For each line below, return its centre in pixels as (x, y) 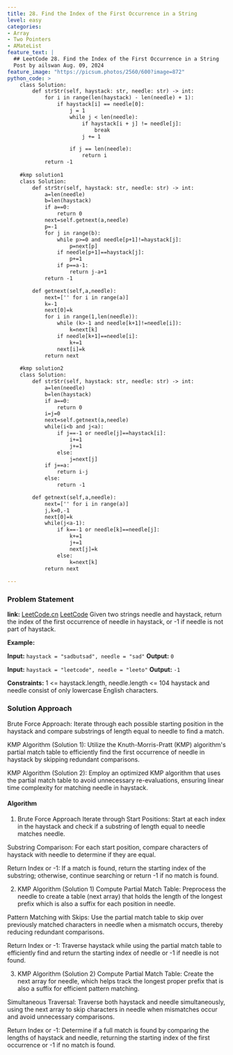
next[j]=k (83, 549)
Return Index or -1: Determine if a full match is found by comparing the (108, 1030)
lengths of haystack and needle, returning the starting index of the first (109, 1038)
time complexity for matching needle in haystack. (78, 787)
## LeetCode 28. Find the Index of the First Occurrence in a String (116, 59)
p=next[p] (83, 246)
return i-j (73, 472)
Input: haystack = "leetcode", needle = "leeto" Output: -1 (94, 670)
